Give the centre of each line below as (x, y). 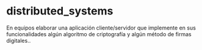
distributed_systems (60, 11)
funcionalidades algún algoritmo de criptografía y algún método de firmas (99, 34)
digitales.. (19, 40)
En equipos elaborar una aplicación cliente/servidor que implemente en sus (101, 28)
